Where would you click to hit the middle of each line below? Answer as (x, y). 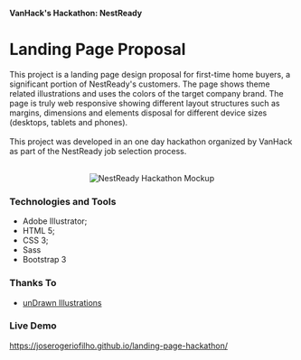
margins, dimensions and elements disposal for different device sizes (138, 113)
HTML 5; (39, 231)
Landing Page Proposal (98, 50)
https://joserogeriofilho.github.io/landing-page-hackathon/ (119, 346)
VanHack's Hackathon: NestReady (76, 13)
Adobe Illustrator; (55, 221)
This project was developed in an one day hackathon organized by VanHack (151, 141)
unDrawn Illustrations (62, 302)
